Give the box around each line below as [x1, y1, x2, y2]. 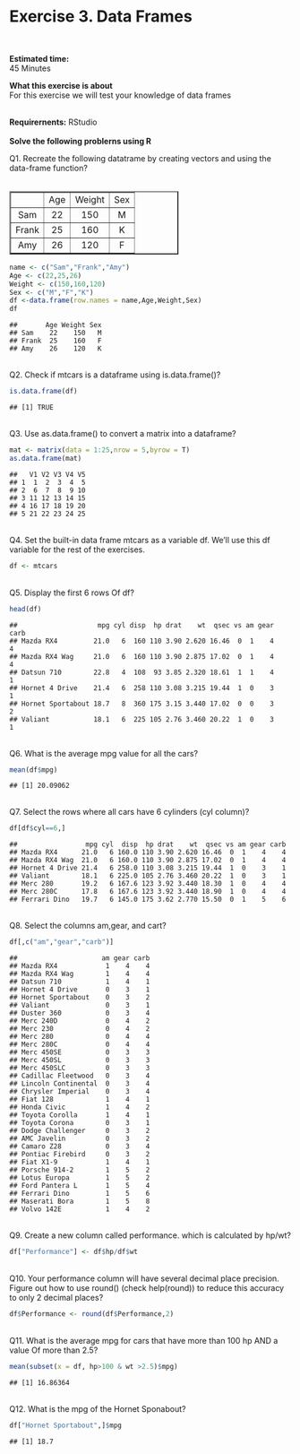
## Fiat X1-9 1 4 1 [9, 1158, 150, 1167]
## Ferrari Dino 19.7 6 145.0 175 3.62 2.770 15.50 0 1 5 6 [9, 895, 287, 904]
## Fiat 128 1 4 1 [9, 1095, 150, 1104]
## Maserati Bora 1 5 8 [9, 1197, 150, 1207]
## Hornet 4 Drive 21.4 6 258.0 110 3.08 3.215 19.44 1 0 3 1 [9, 863, 287, 873]
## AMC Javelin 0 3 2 [9, 1134, 150, 1144]
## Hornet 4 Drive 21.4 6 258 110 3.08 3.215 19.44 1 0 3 [9, 683, 275, 692]
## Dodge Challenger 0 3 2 [9, 1127, 150, 1136]
